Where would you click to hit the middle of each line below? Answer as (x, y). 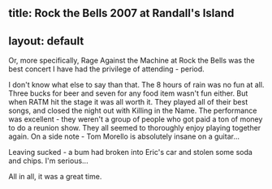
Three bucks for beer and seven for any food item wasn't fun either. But (128, 93)
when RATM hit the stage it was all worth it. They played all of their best (128, 102)
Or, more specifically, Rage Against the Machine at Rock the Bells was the (132, 61)
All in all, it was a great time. (55, 177)
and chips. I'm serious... (48, 161)
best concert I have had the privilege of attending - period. (106, 69)
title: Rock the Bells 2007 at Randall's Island (121, 13)
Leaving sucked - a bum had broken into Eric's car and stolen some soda (131, 152)
